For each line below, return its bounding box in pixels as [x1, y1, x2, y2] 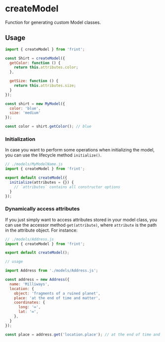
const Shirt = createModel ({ [5, 55, 65, 61]
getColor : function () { [9, 60, 61, 65]
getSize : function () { [9, 79, 58, 84]
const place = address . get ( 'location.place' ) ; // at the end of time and [5, 332, 161, 337]
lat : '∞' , [18, 309, 39, 314]
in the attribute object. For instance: [5, 227, 78, 233]
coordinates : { [14, 300, 45, 305]
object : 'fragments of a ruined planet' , [14, 291, 100, 296]
